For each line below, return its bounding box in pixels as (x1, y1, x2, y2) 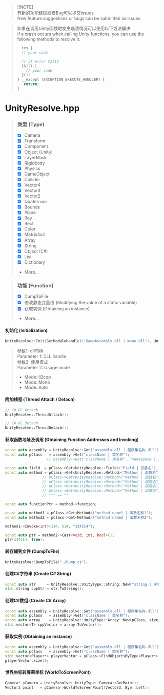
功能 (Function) (17, 282, 54, 289)
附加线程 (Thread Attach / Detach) (5, 397, 75, 402)
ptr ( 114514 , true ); (5, 537, 45, 542)
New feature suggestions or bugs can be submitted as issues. (17, 16, 142, 21)
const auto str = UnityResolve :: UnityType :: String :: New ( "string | (5, 582, 152, 587)
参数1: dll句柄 (17, 348, 43, 354)
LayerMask (24, 154, 47, 160)
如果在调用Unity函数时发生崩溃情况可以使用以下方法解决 (17, 25, 131, 31)
